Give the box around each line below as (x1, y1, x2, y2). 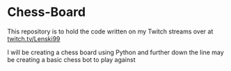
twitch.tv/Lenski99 (7, 34, 61, 42)
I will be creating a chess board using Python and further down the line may (7, 48, 224, 56)
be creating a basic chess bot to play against (7, 55, 136, 63)
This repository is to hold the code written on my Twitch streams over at (7, 27, 214, 35)
